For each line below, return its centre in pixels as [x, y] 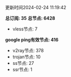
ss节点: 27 [23, 63]
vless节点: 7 [25, 29]
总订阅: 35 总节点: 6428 [30, 18]
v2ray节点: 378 [28, 50]
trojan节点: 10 [26, 57]
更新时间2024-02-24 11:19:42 [36, 7]
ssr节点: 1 [22, 69]
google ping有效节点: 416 [32, 40]
